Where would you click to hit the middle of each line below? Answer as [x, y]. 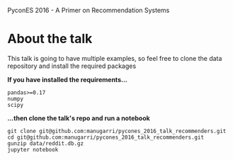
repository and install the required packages [72, 66]
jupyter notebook [33, 149]
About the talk [50, 39]
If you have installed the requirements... [67, 79]
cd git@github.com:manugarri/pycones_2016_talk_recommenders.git [106, 137]
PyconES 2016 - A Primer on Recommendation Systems [89, 10]
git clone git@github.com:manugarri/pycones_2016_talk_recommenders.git [117, 131]
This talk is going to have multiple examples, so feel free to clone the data [115, 58]
